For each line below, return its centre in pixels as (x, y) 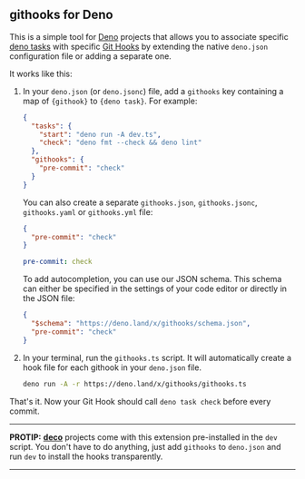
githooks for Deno (61, 15)
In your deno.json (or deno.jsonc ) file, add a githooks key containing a (153, 91)
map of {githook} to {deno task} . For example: (110, 101)
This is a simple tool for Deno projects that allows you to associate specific (149, 36)
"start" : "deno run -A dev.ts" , (100, 134)
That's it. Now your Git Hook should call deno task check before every (140, 401)
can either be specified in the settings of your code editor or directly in (155, 288)
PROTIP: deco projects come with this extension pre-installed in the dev (144, 437)
